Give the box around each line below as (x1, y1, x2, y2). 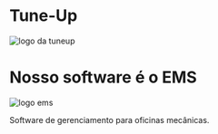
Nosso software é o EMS (9, 67, 197, 88)
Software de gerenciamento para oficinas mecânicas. (9, 114, 210, 125)
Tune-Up (9, 5, 78, 26)
